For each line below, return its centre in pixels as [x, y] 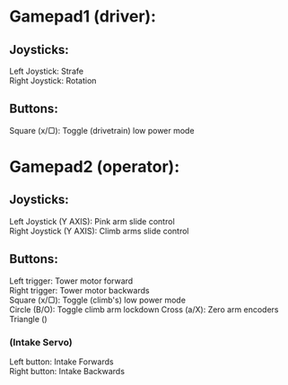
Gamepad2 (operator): [95, 167]
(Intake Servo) [41, 342]
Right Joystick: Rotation [53, 81]
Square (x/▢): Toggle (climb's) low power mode [98, 300]
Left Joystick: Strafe [46, 71]
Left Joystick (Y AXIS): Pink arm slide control [92, 221]
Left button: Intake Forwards [61, 362]
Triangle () [28, 319]
